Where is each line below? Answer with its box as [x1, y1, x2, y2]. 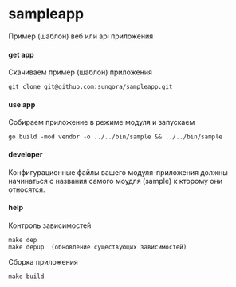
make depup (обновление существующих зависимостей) [8, 243, 187, 251]
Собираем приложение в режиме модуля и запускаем [8, 118, 195, 127]
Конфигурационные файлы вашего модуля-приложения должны [8, 167, 229, 177]
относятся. [8, 185, 45, 194]
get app [8, 50, 34, 59]
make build [8, 273, 45, 281]
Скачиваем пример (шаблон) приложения [8, 67, 153, 77]
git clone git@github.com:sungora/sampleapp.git [8, 83, 173, 91]
